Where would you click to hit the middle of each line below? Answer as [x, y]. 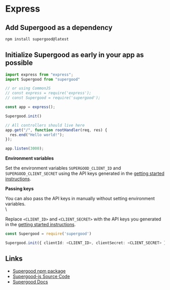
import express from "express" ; [39, 75]
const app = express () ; [30, 107]
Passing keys [19, 189]
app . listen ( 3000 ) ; [25, 149]
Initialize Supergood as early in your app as [75, 55]
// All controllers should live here [45, 125]
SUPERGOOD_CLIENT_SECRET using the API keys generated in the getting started [85, 173]
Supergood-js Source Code [41, 276]
